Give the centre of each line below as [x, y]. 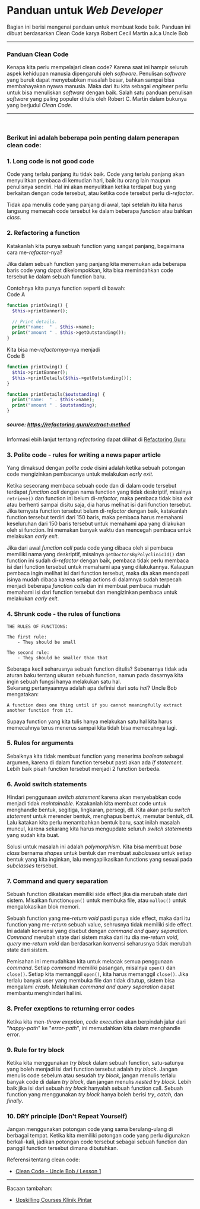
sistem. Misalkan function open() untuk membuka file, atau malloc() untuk [96, 900]
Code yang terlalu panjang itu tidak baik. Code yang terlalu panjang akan [96, 174]
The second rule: [28, 652]
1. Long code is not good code [50, 162]
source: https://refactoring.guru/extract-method [69, 424]
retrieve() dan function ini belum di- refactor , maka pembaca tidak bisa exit [100, 498]
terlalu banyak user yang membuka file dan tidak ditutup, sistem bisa [91, 981]
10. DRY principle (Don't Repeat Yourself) [67, 1116]
